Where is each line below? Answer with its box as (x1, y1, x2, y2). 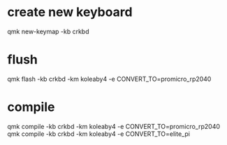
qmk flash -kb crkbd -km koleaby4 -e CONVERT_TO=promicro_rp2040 (7, 75, 212, 83)
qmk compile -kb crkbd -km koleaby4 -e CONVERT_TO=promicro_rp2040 (7, 122, 221, 130)
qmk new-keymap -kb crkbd (7, 27, 89, 36)
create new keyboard (7, 4, 133, 20)
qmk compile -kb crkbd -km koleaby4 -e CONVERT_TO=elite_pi (7, 130, 191, 138)
